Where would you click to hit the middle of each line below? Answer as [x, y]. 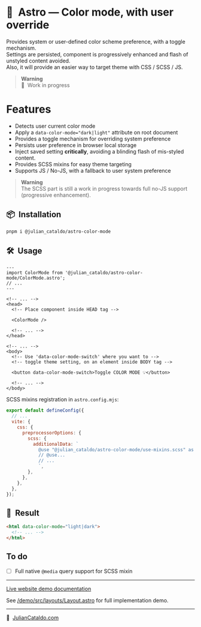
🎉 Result [23, 513]
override [28, 25]
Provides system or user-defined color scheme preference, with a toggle [96, 41]
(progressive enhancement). [56, 195]
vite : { [21, 422]
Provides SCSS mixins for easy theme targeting [73, 164]
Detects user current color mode [55, 126]
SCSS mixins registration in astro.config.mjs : [63, 400]
